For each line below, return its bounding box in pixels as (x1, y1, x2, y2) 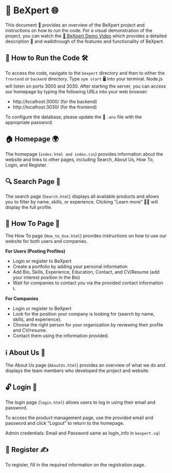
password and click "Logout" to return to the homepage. (5, 420, 124, 426)
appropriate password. (5, 119, 53, 125)
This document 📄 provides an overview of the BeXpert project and (5, 22, 145, 28)
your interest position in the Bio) (12, 274, 80, 281)
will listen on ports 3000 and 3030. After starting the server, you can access (5, 83, 166, 89)
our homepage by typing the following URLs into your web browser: (5, 88, 148, 94)
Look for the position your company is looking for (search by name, (12, 311, 155, 317)
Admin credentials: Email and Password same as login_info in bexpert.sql (5, 430, 161, 436)
